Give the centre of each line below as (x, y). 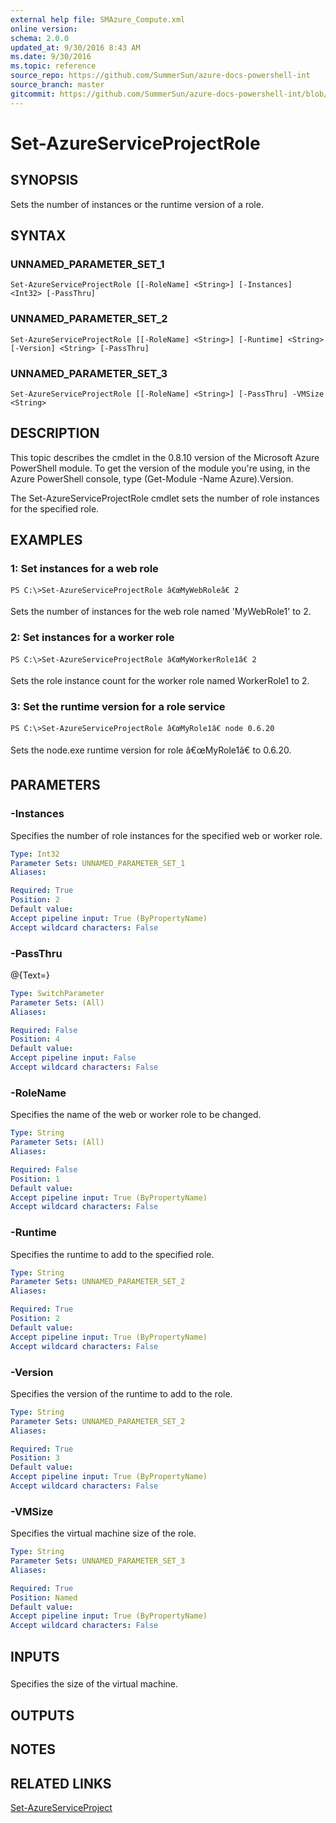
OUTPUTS (42, 1715)
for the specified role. (55, 508)
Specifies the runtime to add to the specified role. (112, 1254)
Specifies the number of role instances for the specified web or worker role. (166, 835)
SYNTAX (38, 236)
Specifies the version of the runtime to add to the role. (121, 1393)
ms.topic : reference (53, 66)
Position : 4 (35, 1039)
